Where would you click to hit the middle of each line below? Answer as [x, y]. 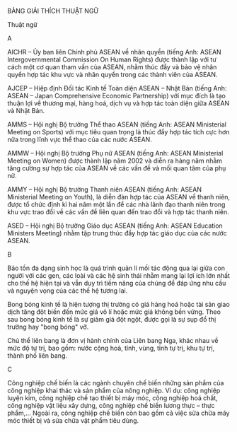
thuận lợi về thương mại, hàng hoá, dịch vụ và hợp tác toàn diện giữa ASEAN [118, 103]
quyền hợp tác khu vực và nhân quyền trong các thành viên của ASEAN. [112, 75]
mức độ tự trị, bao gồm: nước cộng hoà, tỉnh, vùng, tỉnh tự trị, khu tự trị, [111, 348]
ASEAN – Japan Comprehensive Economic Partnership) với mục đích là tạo [117, 96]
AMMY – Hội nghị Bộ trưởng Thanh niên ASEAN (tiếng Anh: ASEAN [104, 189]
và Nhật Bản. [26, 111]
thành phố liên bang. [37, 356]
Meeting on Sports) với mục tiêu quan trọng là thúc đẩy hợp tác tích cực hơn [118, 132]
